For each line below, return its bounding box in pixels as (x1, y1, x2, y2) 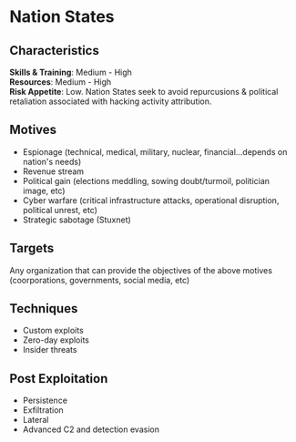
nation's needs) (22, 156, 82, 167)
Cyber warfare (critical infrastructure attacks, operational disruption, (22, 194, 280, 206)
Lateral (22, 415, 49, 426)
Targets (9, 241, 55, 256)
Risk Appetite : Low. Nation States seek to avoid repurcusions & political (9, 87, 279, 97)
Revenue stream (22, 166, 85, 177)
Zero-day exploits (22, 334, 89, 345)
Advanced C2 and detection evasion (22, 424, 159, 435)
